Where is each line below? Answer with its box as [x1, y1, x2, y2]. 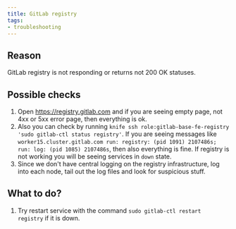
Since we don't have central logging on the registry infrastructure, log [17, 160, 220, 168]
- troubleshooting [7, 23, 61, 30]
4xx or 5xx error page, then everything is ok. [17, 115, 148, 123]
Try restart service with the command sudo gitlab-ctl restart [17, 206, 201, 215]
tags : [7, 17, 23, 24]
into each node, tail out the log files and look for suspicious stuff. [17, 167, 206, 175]
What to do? [7, 187, 62, 199]
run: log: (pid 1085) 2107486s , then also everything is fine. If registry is [17, 145, 230, 153]
